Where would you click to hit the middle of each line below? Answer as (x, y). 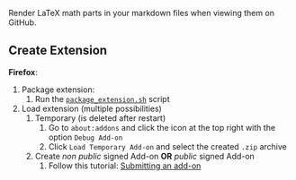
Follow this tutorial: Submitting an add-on (125, 166)
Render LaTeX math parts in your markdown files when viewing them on (142, 13)
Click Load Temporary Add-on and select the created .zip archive (167, 146)
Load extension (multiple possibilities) (92, 108)
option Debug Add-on (85, 137)
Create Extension (58, 51)
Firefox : (23, 72)
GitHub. (22, 22)
